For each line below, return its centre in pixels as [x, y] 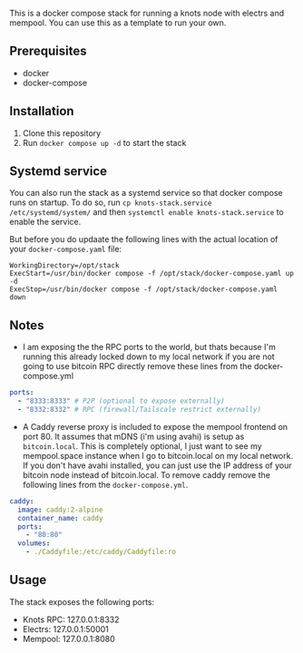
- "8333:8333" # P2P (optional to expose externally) [121, 401]
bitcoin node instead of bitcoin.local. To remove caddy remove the [146, 474]
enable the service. [45, 222]
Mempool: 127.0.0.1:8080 [68, 638]
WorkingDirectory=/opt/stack [64, 266]
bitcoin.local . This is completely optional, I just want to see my [142, 446]
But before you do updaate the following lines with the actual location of [144, 239]
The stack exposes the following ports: [82, 601]
